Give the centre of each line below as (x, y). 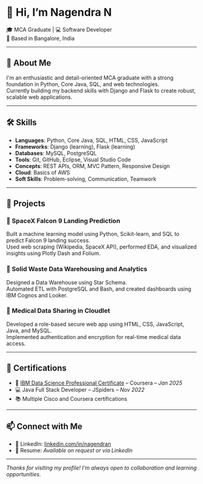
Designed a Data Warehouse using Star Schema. (67, 282)
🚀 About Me (29, 63)
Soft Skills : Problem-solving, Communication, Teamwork (85, 179)
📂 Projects (26, 203)
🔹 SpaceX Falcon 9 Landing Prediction (63, 221)
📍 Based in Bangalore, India (40, 38)
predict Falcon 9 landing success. (48, 240)
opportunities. (24, 474)
